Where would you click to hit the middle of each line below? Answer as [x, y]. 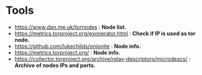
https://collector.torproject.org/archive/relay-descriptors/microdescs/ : [103, 59]
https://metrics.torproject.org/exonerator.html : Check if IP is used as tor [105, 33]
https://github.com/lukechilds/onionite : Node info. [78, 46]
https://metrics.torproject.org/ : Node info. [67, 52]
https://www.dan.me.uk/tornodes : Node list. [70, 27]
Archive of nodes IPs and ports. [55, 65]
